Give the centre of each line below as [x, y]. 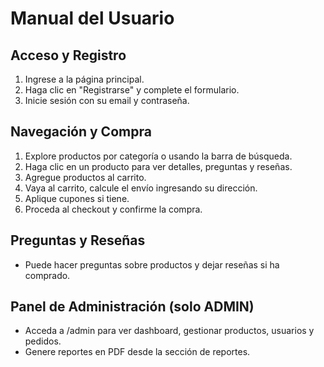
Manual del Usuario [92, 18]
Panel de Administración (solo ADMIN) [132, 307]
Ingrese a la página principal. [84, 79]
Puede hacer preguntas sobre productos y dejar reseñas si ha [152, 264]
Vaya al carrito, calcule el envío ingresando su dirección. [141, 188]
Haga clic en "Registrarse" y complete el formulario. [132, 90]
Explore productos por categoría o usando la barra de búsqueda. [158, 156]
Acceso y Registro [68, 55]
